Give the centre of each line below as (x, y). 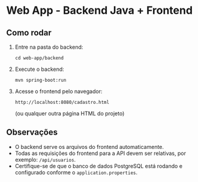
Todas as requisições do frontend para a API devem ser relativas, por (100, 153)
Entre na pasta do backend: (49, 47)
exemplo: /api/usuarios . (45, 159)
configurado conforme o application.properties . (76, 172)
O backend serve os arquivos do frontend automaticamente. (89, 147)
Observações (32, 132)
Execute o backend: (39, 69)
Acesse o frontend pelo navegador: (58, 91)
